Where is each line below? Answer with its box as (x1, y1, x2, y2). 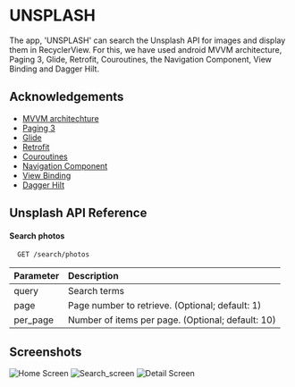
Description (67, 270, 119, 282)
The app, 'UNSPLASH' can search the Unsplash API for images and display (9, 35, 286, 46)
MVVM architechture (21, 113, 100, 123)
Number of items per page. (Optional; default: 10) (67, 314, 276, 326)
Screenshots (9, 344, 82, 359)
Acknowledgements (9, 89, 124, 105)
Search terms (67, 285, 125, 298)
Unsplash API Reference (9, 206, 147, 221)
